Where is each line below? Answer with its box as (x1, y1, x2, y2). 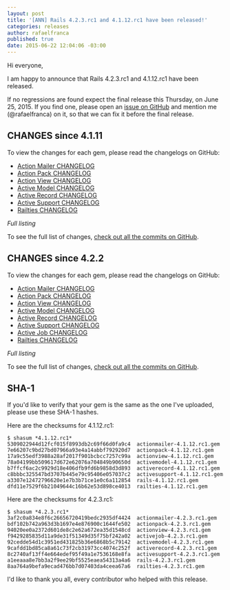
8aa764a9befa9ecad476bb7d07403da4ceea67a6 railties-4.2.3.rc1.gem (7, 563, 205, 570)
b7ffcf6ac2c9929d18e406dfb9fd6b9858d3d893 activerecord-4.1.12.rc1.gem (7, 465, 220, 472)
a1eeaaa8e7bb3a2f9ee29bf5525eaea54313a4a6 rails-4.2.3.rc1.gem (7, 557, 196, 564)
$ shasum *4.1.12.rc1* (7, 435, 72, 442)
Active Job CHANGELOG (17, 328, 88, 336)
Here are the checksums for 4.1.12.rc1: (7, 421, 114, 430)
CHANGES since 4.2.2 (7, 253, 105, 265)
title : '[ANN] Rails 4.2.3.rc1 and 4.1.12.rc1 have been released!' (7, 17, 208, 23)
